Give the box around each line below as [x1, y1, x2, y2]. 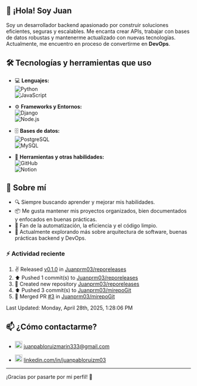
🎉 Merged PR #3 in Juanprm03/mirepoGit [14, 293, 116, 300]
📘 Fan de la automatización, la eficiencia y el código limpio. [14, 222, 158, 229]
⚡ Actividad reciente [6, 250, 66, 258]
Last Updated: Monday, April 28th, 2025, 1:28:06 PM [6, 304, 133, 311]
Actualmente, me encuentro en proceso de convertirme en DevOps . [6, 40, 171, 47]
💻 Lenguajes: [14, 77, 50, 84]
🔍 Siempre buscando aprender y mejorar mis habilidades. [14, 199, 155, 206]
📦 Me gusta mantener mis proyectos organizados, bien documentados [14, 207, 187, 214]
